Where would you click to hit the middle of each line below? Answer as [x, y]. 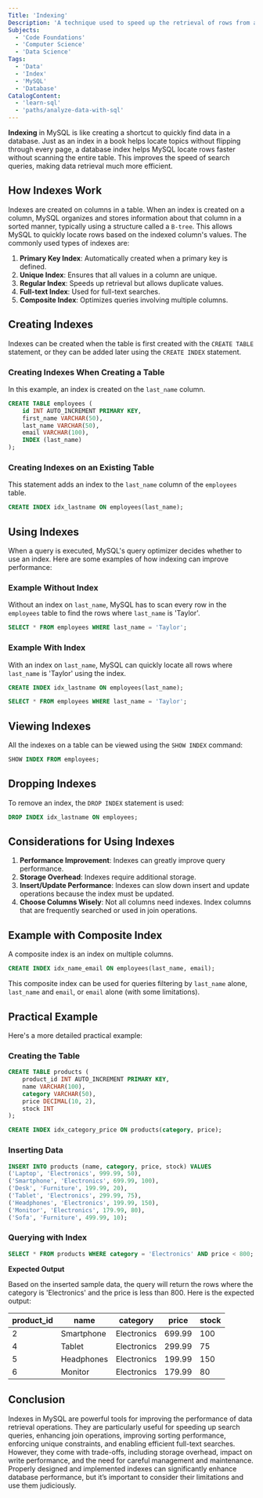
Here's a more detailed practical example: [76, 1035]
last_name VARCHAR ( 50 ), [61, 426]
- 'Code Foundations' [50, 37]
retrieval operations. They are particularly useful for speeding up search [124, 1427]
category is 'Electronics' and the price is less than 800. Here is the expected [131, 1292]
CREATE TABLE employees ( [50, 404]
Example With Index [47, 648]
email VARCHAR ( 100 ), [56, 433]
